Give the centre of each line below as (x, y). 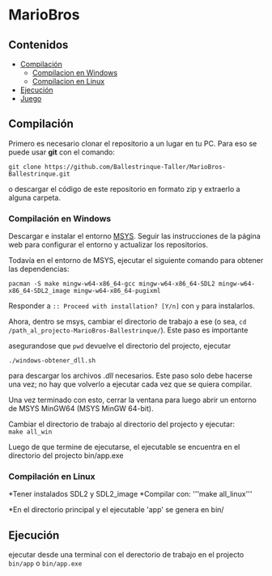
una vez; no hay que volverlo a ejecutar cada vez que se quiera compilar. (130, 384)
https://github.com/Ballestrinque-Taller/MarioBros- (135, 167)
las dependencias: (39, 269)
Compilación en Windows (60, 218)
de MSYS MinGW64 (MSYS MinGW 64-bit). (81, 409)
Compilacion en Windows (75, 73)
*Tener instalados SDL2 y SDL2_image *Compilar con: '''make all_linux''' (130, 494)
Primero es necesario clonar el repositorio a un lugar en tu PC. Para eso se (133, 143)
